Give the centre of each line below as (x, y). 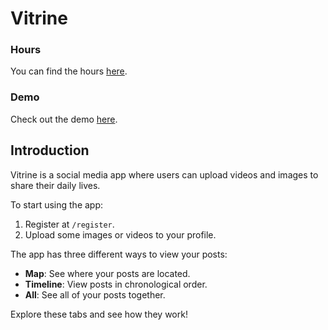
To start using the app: (57, 204)
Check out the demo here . (64, 119)
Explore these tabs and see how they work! (99, 314)
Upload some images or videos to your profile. (120, 234)
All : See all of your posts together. (95, 294)
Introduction (50, 150)
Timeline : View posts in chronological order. (116, 284)
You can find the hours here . (69, 71)
